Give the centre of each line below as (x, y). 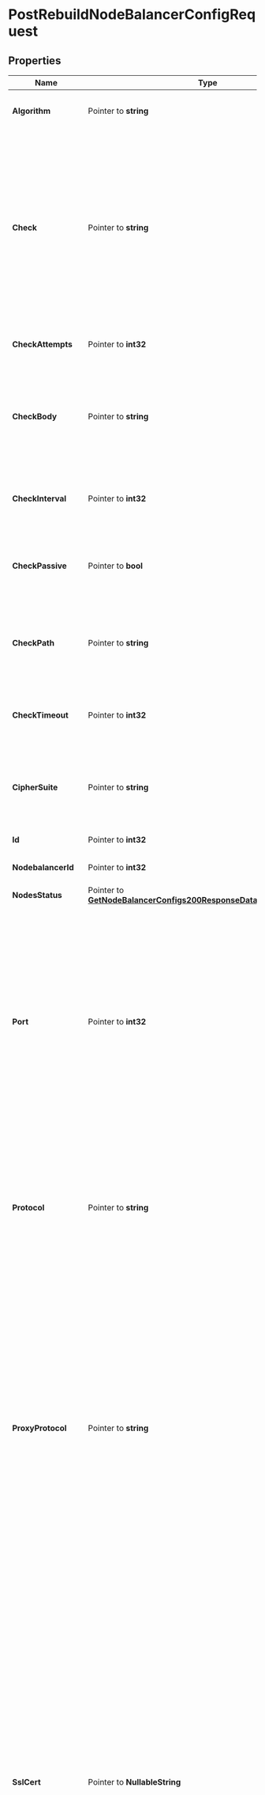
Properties (35, 61)
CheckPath (34, 643)
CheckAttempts (42, 344)
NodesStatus (37, 895)
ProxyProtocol (39, 1428)
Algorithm (32, 111)
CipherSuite (35, 787)
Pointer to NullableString (134, 1782)
